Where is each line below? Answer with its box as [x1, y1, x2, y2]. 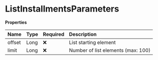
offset [7, 39, 21, 45]
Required [43, 30, 65, 37]
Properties [5, 19, 27, 25]
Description [69, 30, 97, 37]
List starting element [69, 39, 116, 45]
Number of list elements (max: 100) [69, 47, 151, 54]
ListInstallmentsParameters [5, 3, 119, 15]
